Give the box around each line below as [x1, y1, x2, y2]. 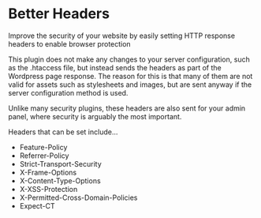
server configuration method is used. [8, 88, 129, 97]
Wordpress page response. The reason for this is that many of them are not [8, 71, 253, 81]
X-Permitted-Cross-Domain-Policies [19, 193, 138, 202]
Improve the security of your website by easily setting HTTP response [8, 31, 235, 40]
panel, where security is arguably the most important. [8, 111, 182, 121]
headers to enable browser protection [8, 39, 132, 48]
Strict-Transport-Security [19, 159, 103, 168]
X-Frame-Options [19, 167, 77, 177]
